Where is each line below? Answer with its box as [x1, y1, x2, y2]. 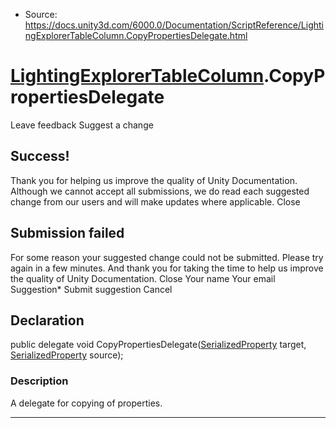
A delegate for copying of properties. [10, 397, 163, 409]
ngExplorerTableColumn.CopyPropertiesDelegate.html [24, 30, 248, 41]
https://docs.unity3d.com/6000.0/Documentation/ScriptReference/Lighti [24, 19, 325, 31]
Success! [10, 148, 70, 165]
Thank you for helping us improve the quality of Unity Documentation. [10, 174, 298, 186]
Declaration [10, 312, 85, 329]
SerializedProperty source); [10, 349, 124, 361]
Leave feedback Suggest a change [10, 119, 154, 131]
